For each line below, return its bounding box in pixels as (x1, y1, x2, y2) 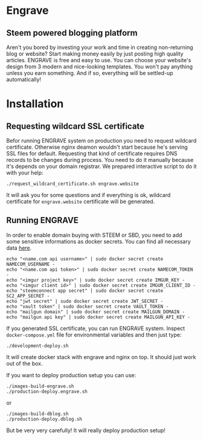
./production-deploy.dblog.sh (6, 416, 83, 422)
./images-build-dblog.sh (6, 410, 69, 417)
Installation (6, 97, 64, 111)
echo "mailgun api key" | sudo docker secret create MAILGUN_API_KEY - (6, 314, 190, 320)
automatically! (6, 76, 41, 83)
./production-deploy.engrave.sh (6, 388, 88, 395)
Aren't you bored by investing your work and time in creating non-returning (6, 44, 193, 51)
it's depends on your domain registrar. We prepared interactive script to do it (6, 163, 197, 170)
